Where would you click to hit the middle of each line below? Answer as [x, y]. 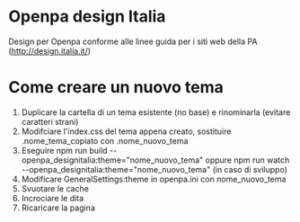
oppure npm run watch [247, 160]
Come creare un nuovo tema [116, 88]
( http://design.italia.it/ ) [50, 50]
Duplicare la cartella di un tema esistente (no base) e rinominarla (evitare [156, 112]
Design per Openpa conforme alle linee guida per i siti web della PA [133, 41]
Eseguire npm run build [65, 150]
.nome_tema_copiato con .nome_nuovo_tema [105, 140]
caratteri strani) [50, 121]
